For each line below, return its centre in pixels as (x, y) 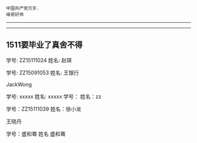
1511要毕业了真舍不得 (45, 45)
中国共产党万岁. (23, 8)
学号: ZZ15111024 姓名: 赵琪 (39, 60)
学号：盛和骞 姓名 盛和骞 (36, 134)
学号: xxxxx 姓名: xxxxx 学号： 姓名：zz (54, 96)
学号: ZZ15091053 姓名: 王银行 (43, 73)
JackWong (19, 84)
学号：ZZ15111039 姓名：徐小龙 (44, 109)
